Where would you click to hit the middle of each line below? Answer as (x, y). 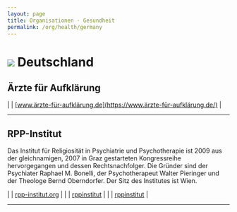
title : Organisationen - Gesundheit (61, 20)
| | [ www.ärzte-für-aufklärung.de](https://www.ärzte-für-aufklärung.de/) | (115, 105)
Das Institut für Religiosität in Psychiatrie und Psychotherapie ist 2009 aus (115, 151)
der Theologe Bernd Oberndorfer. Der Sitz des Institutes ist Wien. (102, 181)
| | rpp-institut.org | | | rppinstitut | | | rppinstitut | (78, 194)
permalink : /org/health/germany (55, 27)
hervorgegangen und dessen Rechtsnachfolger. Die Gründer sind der (108, 166)
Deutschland (55, 62)
